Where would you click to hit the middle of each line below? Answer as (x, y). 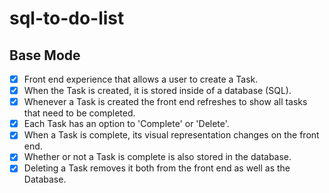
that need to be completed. (79, 113)
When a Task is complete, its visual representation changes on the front (171, 135)
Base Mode (45, 55)
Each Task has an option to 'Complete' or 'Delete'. (126, 124)
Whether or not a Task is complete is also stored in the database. (157, 157)
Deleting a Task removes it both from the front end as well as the (157, 168)
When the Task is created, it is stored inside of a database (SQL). (157, 91)
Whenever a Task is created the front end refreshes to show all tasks (165, 102)
